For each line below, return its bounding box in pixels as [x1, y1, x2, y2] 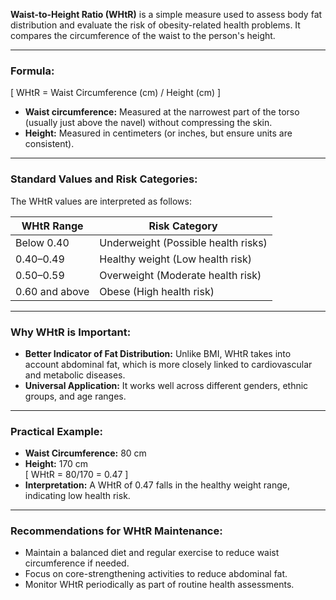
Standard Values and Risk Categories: [10, 172, 198, 186]
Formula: [10, 64, 55, 78]
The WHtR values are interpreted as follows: [10, 195, 192, 207]
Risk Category [148, 219, 218, 233]
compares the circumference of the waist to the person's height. [10, 30, 276, 41]
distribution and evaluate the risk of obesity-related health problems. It [10, 19, 301, 31]
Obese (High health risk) [99, 284, 215, 298]
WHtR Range [21, 219, 84, 233]
